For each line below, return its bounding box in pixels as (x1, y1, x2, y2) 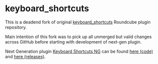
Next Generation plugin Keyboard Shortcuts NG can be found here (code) (5, 48, 153, 54)
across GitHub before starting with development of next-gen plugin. (5, 39, 142, 44)
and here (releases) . (5, 53, 46, 59)
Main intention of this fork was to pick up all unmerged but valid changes (5, 34, 152, 40)
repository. (5, 24, 27, 30)
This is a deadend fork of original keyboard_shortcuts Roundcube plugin (5, 19, 151, 25)
